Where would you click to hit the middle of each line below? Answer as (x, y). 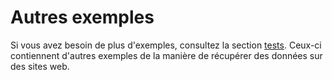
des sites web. (40, 66)
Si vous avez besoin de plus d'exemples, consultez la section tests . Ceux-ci (166, 45)
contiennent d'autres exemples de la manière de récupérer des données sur (166, 55)
